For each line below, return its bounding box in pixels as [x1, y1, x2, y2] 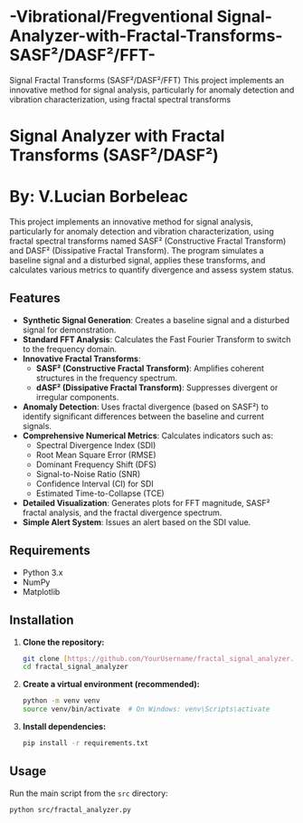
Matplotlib [22, 586, 61, 597]
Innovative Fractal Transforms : [22, 353, 141, 364]
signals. [22, 420, 52, 431]
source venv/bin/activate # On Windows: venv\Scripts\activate [22, 704, 270, 714]
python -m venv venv [22, 696, 100, 705]
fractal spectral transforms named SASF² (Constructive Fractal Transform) [9, 235, 287, 246]
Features [9, 291, 61, 306]
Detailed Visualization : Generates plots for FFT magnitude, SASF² [22, 497, 270, 508]
